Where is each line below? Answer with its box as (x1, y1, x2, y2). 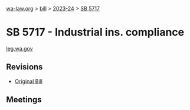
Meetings (6, 95, 42, 105)
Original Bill (14, 78, 43, 85)
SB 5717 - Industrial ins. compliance (6, 26, 185, 39)
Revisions (6, 62, 43, 72)
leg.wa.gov (6, 45, 34, 52)
